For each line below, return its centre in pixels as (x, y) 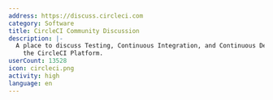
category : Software (41, 23)
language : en (30, 83)
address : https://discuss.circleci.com (76, 16)
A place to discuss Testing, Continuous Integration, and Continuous (136, 46)
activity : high (34, 76)
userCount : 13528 (38, 61)
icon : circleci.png (41, 69)
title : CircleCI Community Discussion (74, 31)
